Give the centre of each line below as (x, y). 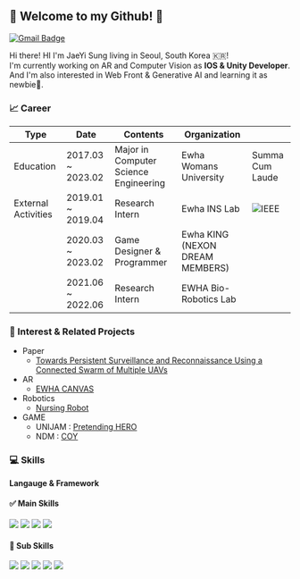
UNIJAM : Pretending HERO (86, 427)
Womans (200, 166)
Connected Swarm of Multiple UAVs (101, 370)
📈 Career (30, 108)
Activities (33, 214)
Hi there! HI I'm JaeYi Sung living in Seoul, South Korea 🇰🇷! (119, 55)
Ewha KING (205, 235)
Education (35, 166)
